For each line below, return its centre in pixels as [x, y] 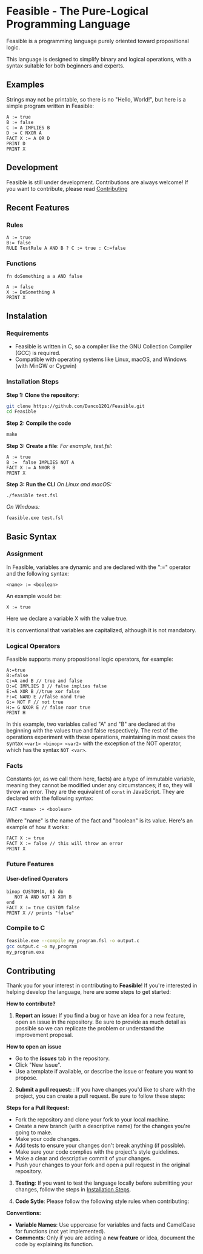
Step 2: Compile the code [39, 423]
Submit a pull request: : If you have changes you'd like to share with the [105, 1090]
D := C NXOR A [24, 133]
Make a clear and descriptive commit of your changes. [83, 1159]
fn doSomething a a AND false [45, 276]
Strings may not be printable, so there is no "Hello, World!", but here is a [96, 99]
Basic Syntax [32, 536]
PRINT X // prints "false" [40, 913]
